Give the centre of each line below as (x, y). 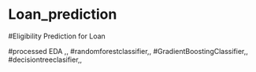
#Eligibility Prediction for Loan (57, 36)
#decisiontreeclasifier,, (45, 59)
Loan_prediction (63, 14)
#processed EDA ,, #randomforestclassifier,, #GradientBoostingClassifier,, (128, 51)
